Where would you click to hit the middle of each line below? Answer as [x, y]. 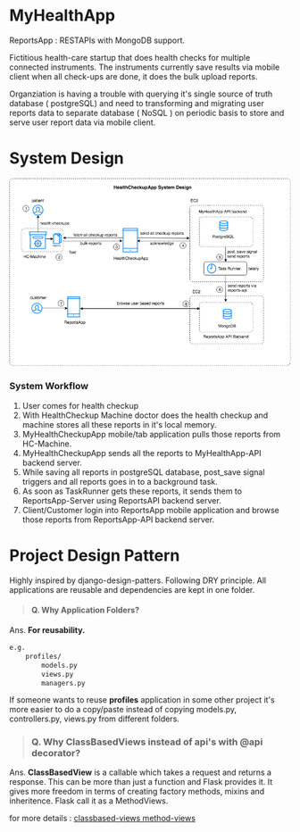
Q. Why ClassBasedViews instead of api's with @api [147, 742]
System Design [67, 158]
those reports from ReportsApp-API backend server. [118, 520]
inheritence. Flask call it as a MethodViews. [89, 801]
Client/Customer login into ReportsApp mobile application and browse [150, 510]
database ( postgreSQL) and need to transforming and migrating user [137, 103]
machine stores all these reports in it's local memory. [119, 424]
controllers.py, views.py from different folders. [95, 719]
